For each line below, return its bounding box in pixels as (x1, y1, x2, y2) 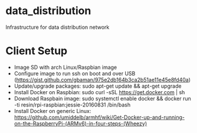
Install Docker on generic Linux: (14, 107, 91, 114)
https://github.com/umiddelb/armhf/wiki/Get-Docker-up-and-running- (14, 114, 185, 121)
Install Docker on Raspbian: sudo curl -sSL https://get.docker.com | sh (14, 88, 185, 95)
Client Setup (5, 44, 68, 58)
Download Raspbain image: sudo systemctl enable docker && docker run (14, 95, 191, 102)
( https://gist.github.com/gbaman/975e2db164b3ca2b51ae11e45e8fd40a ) (14, 76, 191, 83)
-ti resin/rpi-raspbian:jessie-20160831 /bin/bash (14, 101, 131, 108)
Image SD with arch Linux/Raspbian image (14, 64, 117, 71)
